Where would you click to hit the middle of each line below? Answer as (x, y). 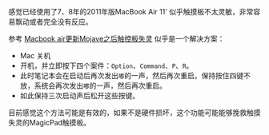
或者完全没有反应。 (61, 22)
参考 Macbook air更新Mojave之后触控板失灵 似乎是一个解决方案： (116, 39)
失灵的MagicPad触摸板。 (49, 123)
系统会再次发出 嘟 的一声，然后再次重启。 (100, 85)
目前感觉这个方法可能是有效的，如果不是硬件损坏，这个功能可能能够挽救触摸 (134, 113)
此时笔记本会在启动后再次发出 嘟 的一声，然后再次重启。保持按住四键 (132, 75)
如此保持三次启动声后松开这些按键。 (80, 95)
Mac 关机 (35, 56)
